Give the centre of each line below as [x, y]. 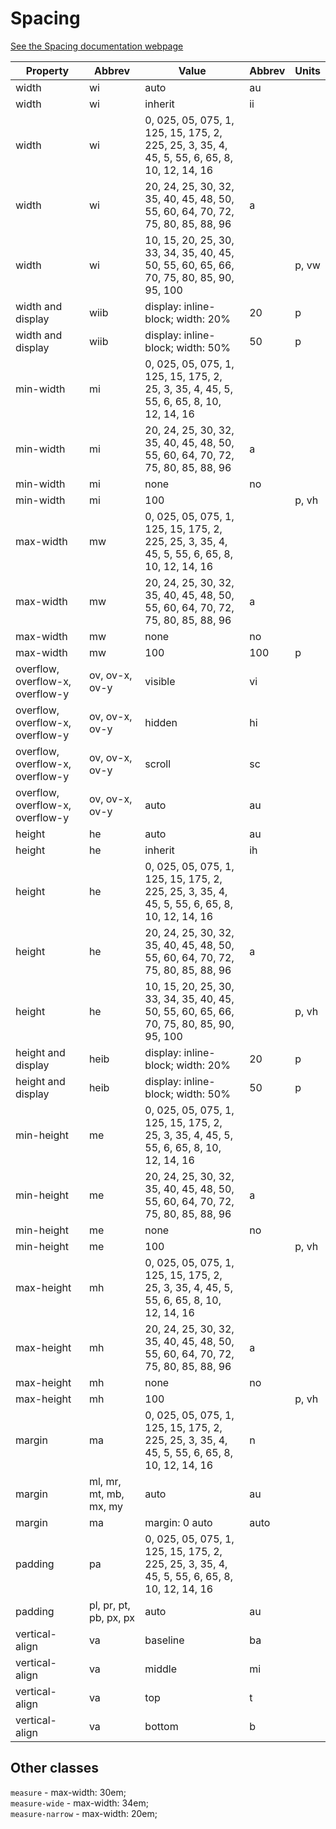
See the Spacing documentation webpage [97, 46]
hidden [161, 722]
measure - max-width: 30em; [68, 1792]
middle [161, 1669]
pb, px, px [112, 1617]
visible [160, 681]
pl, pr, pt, [109, 1605]
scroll [158, 764]
